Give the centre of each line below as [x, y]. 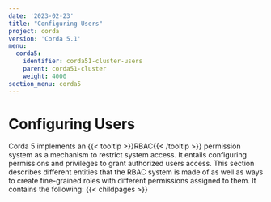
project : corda [34, 31]
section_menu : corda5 [45, 84]
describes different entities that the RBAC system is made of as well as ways [136, 172]
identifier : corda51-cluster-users [83, 62]
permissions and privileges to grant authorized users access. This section [131, 164]
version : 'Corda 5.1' [45, 39]
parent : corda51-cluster [65, 69]
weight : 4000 [45, 76]
